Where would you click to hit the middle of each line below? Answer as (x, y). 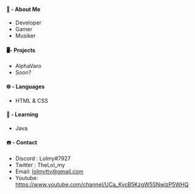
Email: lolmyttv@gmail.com (49, 171)
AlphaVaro (28, 66)
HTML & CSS (31, 100)
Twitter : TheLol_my (40, 165)
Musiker (25, 36)
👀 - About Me (24, 9)
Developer (28, 23)
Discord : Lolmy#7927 (43, 159)
